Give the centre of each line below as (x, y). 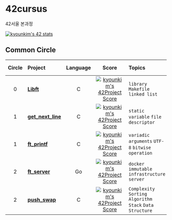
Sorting (138, 194)
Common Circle (31, 50)
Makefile (139, 89)
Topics (137, 68)
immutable (141, 169)
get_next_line (44, 117)
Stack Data (141, 205)
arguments (141, 141)
